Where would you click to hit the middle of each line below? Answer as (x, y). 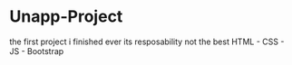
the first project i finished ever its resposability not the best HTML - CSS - (147, 42)
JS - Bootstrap (37, 51)
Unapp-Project (66, 17)
